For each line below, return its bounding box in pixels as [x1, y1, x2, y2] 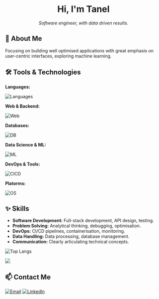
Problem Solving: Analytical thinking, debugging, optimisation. [12, 223, 141, 229]
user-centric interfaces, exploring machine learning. [5, 53, 112, 59]
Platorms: [5, 180, 26, 186]
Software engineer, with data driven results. [38, 20, 129, 26]
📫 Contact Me [5, 273, 51, 281]
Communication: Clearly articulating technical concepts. [12, 239, 129, 245]
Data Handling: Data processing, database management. [12, 233, 130, 240]
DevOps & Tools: [5, 161, 40, 167]
